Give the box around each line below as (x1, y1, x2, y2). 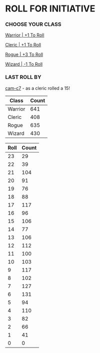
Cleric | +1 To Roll (5, 42, 41, 48)
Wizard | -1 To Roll (5, 61, 43, 67)
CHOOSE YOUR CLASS (5, 21, 61, 28)
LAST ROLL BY (5, 73, 41, 80)
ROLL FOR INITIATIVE (5, 3, 95, 14)
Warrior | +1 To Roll (5, 32, 44, 38)
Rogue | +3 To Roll (5, 51, 43, 57)
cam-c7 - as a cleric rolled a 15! (5, 85, 70, 91)
